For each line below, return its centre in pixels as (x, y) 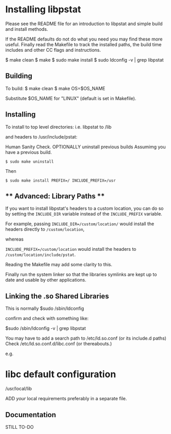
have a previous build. (29, 152)
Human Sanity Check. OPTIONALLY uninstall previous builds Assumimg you (85, 147)
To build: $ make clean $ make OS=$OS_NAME (55, 88)
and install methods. (27, 29)
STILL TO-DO (20, 427)
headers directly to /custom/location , (45, 229)
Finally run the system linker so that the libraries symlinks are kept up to (81, 274)
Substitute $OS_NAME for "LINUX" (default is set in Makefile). (71, 98)
